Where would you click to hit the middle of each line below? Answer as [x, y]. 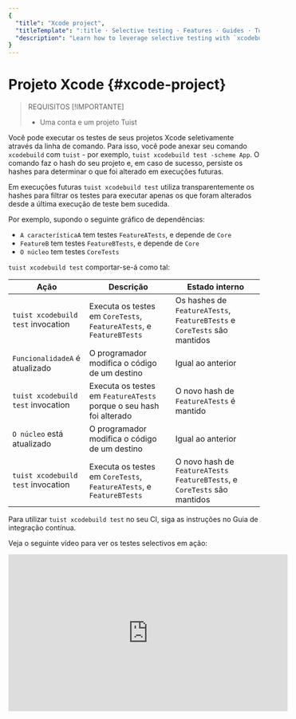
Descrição [129, 287]
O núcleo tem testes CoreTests [69, 252]
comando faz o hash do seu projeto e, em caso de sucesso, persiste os [126, 163]
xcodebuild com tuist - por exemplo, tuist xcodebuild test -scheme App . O [134, 155]
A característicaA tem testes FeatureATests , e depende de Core [126, 235]
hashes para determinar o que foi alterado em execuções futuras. [116, 171]
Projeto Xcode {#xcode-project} [117, 85]
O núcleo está [38, 434]
